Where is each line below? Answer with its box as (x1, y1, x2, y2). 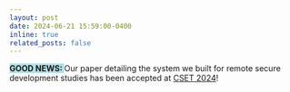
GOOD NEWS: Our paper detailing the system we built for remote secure (9, 63, 282, 74)
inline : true (9, 30, 59, 39)
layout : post (9, 13, 59, 23)
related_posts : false (9, 38, 92, 48)
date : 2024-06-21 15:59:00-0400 (9, 22, 132, 31)
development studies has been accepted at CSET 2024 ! (9, 73, 219, 84)
